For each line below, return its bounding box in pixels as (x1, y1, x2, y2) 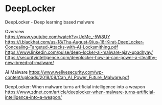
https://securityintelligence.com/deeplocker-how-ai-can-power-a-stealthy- (5, 54, 158, 60)
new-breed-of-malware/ (5, 60, 54, 65)
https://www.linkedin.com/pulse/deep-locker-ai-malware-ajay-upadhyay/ (5, 49, 153, 55)
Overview (5, 28, 24, 34)
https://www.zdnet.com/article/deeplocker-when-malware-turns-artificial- (5, 89, 156, 95)
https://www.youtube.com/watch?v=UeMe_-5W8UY (5, 34, 111, 40)
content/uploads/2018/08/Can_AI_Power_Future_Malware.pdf (5, 74, 130, 80)
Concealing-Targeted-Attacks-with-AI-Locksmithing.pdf (5, 44, 118, 50)
